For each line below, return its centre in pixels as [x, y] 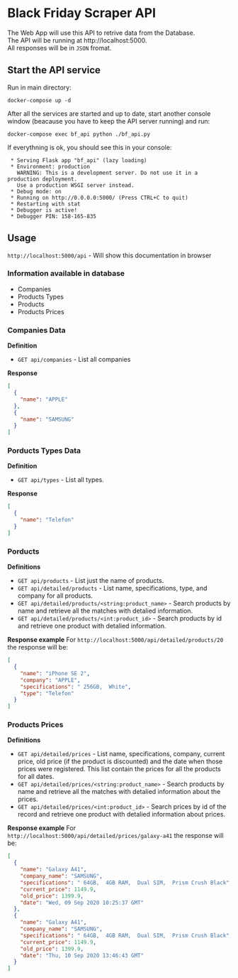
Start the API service [54, 70]
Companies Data [36, 330]
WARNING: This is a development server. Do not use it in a [107, 173]
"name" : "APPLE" [44, 399]
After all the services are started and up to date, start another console [109, 113]
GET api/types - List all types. [61, 480]
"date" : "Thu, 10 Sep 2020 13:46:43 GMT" [82, 955]
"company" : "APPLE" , [50, 680]
